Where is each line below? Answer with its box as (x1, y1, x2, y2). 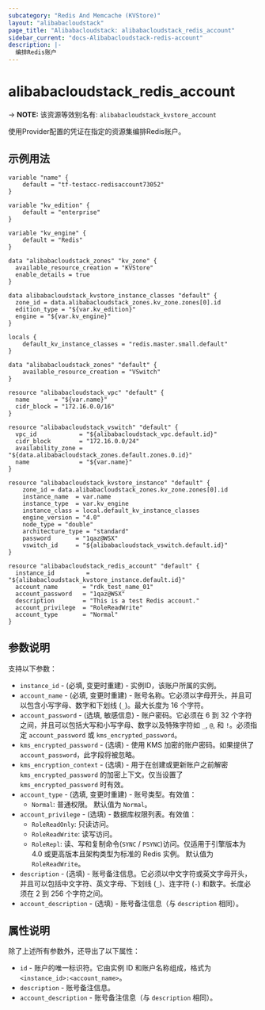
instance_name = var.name (22, 492, 112, 500)
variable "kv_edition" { (8, 201, 90, 209)
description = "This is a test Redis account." (15, 596, 200, 605)
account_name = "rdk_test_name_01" (15, 583, 154, 591)
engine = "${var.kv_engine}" (15, 312, 112, 320)
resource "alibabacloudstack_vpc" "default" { (8, 388, 165, 396)
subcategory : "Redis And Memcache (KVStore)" (8, 11, 161, 20)
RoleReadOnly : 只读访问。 (31, 819, 113, 828)
